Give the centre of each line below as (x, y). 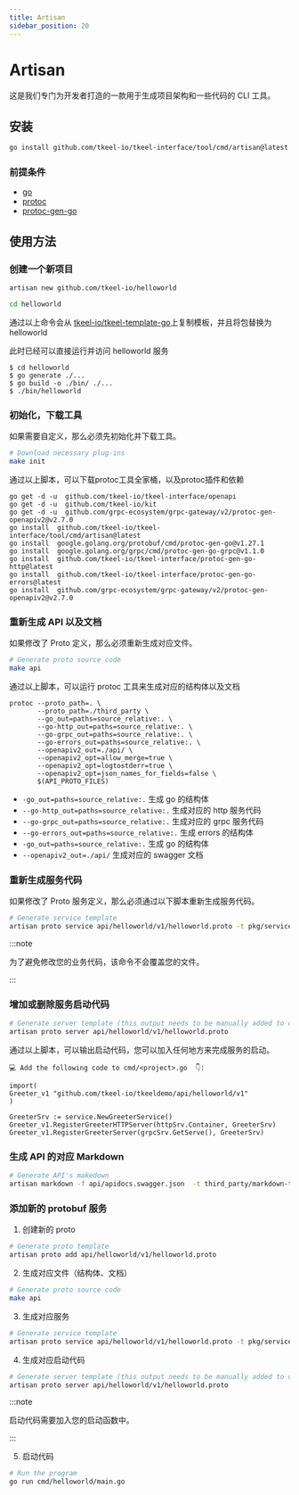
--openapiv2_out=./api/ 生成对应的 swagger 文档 (113, 855)
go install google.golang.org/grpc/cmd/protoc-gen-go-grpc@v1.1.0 (137, 551)
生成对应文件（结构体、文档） (77, 1273)
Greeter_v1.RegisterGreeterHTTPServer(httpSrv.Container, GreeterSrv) (143, 1125)
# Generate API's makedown (59, 1176)
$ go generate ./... (48, 376)
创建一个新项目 (41, 268)
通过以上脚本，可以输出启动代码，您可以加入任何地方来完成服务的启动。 (141, 1050)
